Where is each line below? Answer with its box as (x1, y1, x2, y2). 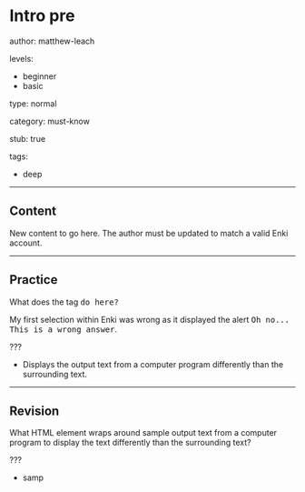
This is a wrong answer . (9, 324, 118, 335)
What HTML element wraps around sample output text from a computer (9, 427, 278, 438)
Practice (9, 272, 58, 287)
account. (9, 237, 43, 248)
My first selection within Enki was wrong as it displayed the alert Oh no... (9, 314, 290, 325)
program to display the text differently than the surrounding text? (9, 437, 251, 448)
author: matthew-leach (9, 35, 95, 46)
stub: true (9, 133, 46, 144)
